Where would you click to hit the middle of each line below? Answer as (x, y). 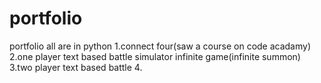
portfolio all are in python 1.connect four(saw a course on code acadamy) (160, 46)
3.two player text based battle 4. (76, 67)
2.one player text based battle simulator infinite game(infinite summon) (155, 56)
